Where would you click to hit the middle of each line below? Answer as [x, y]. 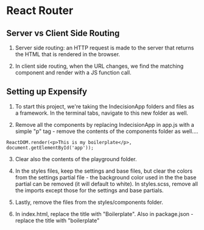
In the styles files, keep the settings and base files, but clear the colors [104, 171]
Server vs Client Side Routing [63, 33]
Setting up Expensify [47, 92]
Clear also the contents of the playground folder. [76, 159]
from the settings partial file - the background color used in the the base [106, 177]
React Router [40, 11]
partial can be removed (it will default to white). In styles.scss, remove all [106, 184]
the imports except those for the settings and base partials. [89, 190]
